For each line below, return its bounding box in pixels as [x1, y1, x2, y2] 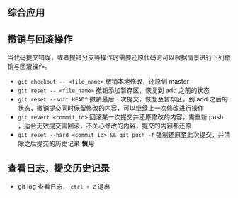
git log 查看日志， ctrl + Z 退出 [17, 182, 110, 191]
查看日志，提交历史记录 [7, 162, 110, 174]
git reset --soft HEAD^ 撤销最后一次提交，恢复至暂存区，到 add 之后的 [17, 95, 229, 104]
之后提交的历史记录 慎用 [23, 139, 94, 148]
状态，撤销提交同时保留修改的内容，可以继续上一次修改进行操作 [17, 104, 204, 112]
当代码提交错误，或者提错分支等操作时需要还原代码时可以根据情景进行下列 [7, 53, 225, 62]
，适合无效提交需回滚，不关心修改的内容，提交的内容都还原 [17, 121, 192, 130]
